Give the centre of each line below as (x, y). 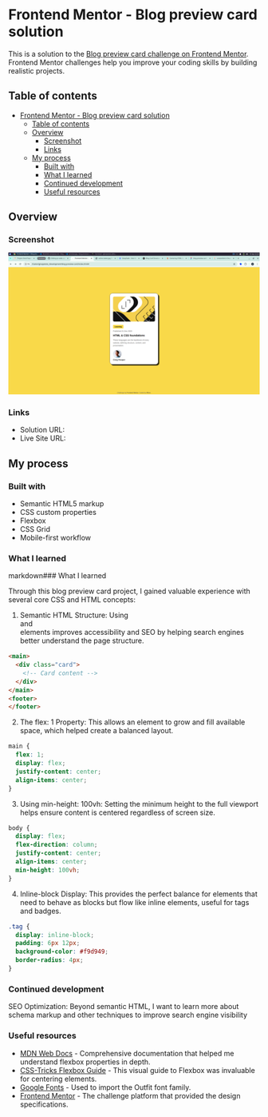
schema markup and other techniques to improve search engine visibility (128, 1015)
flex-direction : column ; (57, 845)
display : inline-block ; (55, 935)
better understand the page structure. (82, 640)
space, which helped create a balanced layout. (97, 731)
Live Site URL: (43, 438)
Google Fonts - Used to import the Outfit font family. (105, 1087)
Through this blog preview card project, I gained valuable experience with (129, 591)
